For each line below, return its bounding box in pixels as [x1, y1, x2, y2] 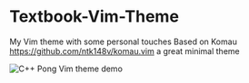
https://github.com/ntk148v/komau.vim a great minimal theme [9, 45, 240, 56]
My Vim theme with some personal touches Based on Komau [9, 36, 238, 47]
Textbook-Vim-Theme [9, 6, 180, 27]
